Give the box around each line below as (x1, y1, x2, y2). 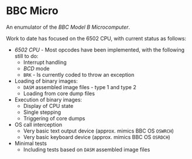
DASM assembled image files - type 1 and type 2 (23, 83, 136, 90)
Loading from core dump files (23, 90, 95, 97)
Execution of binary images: (14, 96, 83, 103)
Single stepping (23, 109, 61, 116)
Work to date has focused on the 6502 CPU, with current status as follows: (6, 35, 186, 42)
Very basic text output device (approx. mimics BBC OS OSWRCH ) (23, 127, 174, 134)
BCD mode (23, 65, 50, 72)
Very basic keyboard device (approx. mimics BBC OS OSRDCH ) (23, 133, 171, 140)
